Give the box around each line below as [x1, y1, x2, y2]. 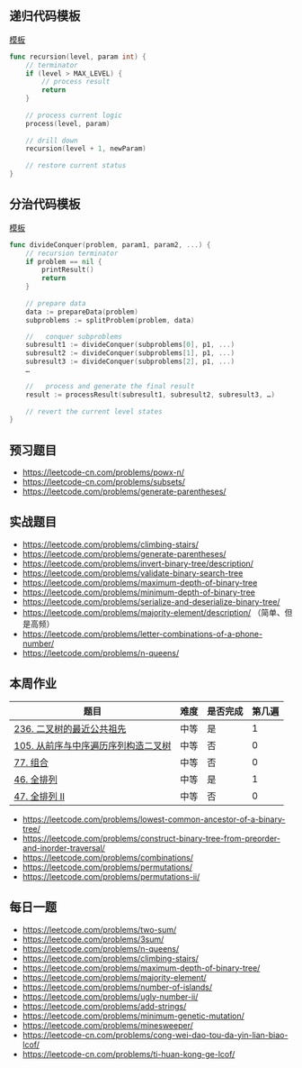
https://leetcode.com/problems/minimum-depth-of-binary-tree [22, 587, 256, 598]
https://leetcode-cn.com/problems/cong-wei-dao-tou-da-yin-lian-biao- [22, 1029, 289, 1040]
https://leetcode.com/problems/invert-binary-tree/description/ [22, 558, 254, 569]
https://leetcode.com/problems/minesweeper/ [22, 1019, 193, 1030]
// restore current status [25, 161, 127, 170]
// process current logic [25, 111, 123, 120]
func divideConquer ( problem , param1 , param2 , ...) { [9, 240, 211, 250]
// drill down [25, 136, 78, 145]
